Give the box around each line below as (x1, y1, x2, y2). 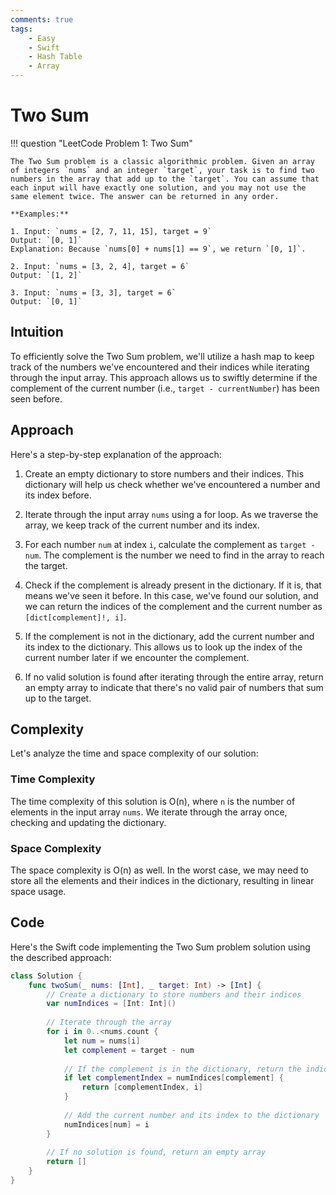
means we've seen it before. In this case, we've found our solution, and (24, 589, 319, 601)
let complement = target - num (63, 1045, 195, 1055)
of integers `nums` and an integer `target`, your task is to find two (10, 165, 315, 175)
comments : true (10, 14, 74, 25)
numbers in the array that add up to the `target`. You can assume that (10, 174, 320, 184)
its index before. (24, 489, 92, 501)
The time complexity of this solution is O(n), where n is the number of (10, 795, 296, 807)
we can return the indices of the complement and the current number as (24, 600, 323, 612)
